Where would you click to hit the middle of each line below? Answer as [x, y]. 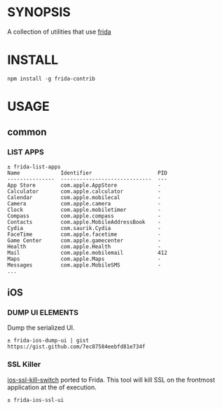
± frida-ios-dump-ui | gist [48, 341]
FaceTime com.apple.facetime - [84, 234]
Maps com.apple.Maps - [84, 259]
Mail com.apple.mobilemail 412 [88, 253]
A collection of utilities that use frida [59, 32]
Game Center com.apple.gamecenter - [84, 240]
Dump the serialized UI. [41, 328]
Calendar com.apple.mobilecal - [84, 197]
